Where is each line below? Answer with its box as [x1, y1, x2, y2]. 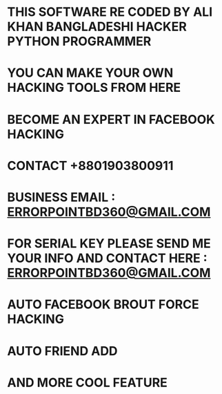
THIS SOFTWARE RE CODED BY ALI [7, 4, 213, 20]
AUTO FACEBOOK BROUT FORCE [7, 297, 200, 312]
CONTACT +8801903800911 [7, 158, 174, 173]
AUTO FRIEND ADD [7, 343, 119, 359]
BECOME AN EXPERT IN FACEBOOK [7, 111, 215, 127]
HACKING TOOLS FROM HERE [7, 80, 181, 95]
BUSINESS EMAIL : [7, 189, 116, 205]
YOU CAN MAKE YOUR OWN [7, 65, 174, 81]
